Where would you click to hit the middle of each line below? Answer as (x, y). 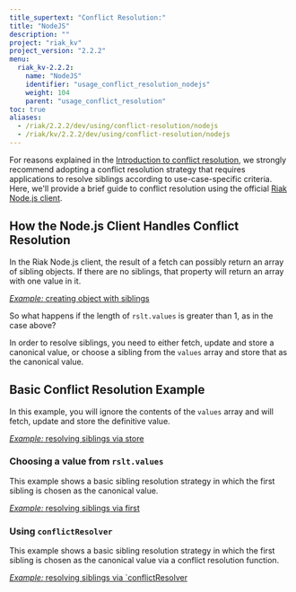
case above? (33, 325)
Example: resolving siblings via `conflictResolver (99, 578)
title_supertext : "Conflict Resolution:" (88, 17)
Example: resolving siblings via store (77, 438)
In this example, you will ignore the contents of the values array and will (141, 411)
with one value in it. (45, 281)
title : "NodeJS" (39, 26)
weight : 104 (48, 92)
